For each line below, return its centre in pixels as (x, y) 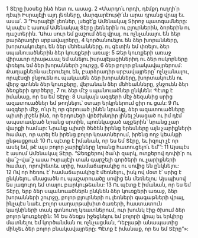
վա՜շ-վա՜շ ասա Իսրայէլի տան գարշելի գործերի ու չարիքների (91, 160)
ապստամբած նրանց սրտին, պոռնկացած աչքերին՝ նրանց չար (92, 122)
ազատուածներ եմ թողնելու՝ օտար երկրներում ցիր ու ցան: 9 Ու (92, 103)
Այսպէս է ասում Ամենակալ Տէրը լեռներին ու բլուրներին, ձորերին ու (98, 27)
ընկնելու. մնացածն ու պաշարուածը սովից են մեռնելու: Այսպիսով (96, 178)
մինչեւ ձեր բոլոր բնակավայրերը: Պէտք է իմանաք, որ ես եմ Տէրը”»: (98, 229)
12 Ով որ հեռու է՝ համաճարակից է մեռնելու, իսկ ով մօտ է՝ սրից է (94, 172)
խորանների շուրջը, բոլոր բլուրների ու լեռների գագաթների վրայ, (95, 197)
